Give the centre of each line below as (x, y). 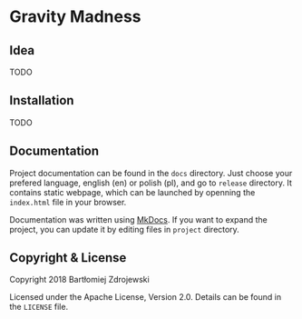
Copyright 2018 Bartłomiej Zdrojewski (79, 280)
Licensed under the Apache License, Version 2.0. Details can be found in (146, 297)
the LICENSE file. (39, 307)
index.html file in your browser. (68, 202)
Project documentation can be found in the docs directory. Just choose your (151, 173)
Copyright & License (68, 258)
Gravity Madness (76, 17)
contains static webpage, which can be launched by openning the (132, 192)
